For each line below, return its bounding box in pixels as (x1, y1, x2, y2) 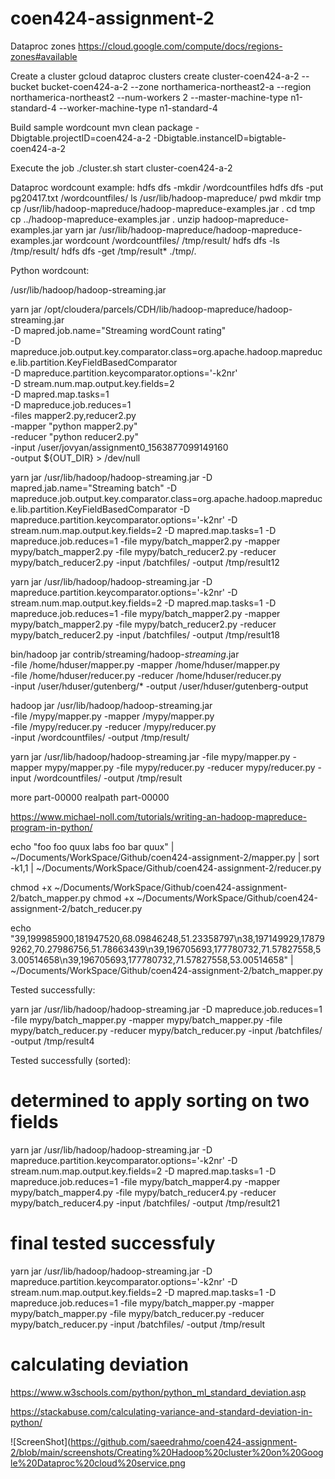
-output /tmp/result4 (10, 1035, 95, 1047)
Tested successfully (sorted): (10, 1054, 132, 1066)
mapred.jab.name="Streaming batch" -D (10, 482, 178, 494)
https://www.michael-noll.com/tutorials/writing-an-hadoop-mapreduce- (10, 810, 307, 822)
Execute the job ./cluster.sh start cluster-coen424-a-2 (10, 162, 233, 174)
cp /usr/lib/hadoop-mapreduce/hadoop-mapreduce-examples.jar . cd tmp (10, 202, 316, 214)
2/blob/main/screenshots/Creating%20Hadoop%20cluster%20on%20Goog (10, 1446, 324, 1458)
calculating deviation (10, 1353, 189, 1376)
